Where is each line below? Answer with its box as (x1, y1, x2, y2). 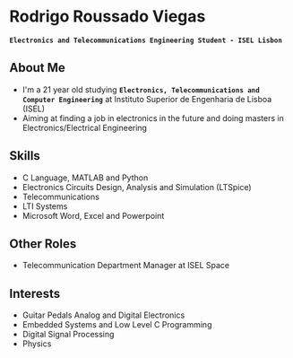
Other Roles (9, 236, 77, 251)
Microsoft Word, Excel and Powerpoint (22, 210, 165, 221)
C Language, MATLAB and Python (22, 172, 149, 183)
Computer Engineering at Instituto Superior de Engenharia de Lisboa (22, 93, 272, 104)
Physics (22, 338, 52, 349)
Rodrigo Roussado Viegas (9, 6, 206, 27)
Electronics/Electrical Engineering (22, 122, 148, 133)
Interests (9, 285, 61, 301)
